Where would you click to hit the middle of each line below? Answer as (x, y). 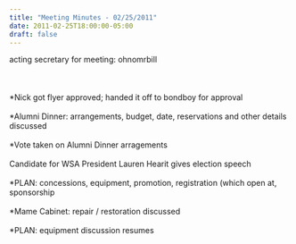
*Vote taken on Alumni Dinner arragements (88, 145)
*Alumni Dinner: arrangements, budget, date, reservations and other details (148, 116)
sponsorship (32, 192)
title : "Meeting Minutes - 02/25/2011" (83, 17)
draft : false (33, 34)
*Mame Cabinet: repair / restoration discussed (95, 212)
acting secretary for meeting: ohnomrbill (83, 60)
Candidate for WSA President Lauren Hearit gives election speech (130, 164)
